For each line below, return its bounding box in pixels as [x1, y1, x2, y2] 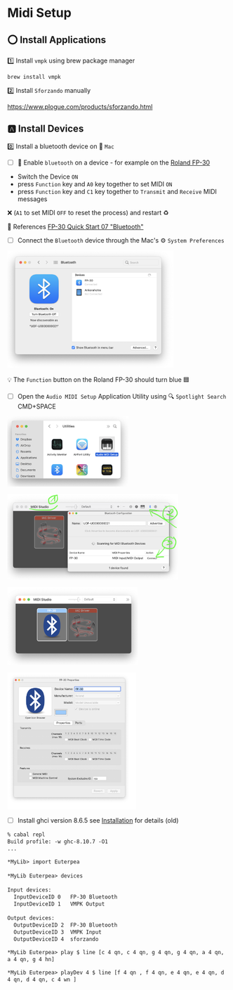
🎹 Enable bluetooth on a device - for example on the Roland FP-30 [17, 158, 211, 167]
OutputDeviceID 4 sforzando [13, 936, 99, 943]
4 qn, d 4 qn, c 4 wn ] [7, 976, 77, 983]
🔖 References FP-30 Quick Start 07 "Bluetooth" [7, 222, 144, 231]
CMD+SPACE [17, 402, 56, 411]
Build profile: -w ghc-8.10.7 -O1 [7, 838, 109, 845]
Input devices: [7, 887, 52, 894]
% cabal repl [7, 831, 46, 838]
